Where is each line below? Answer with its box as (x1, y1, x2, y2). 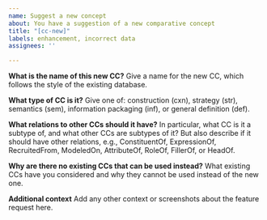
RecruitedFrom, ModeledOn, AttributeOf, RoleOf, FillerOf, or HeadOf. (8, 146, 235, 155)
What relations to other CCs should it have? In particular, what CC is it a (8, 120, 252, 129)
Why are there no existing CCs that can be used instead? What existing (8, 161, 251, 171)
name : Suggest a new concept (8, 11, 107, 20)
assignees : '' (8, 42, 57, 50)
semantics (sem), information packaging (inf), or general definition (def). (8, 104, 250, 114)
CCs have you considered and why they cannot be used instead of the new (8, 170, 259, 180)
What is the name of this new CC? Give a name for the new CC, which (8, 71, 244, 81)
